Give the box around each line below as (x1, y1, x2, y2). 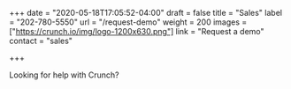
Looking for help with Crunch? (9, 70, 119, 80)
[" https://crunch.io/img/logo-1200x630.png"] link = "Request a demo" (9, 26, 264, 36)
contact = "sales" (9, 35, 73, 46)
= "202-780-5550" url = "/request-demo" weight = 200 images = (9, 17, 248, 27)
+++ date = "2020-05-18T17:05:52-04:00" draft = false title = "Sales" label (9, 8, 283, 18)
